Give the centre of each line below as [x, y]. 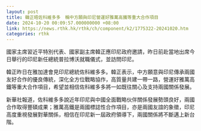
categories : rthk [28, 34]
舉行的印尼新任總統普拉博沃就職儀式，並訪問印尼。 [74, 59]
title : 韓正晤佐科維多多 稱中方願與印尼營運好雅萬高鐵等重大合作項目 [82, 17]
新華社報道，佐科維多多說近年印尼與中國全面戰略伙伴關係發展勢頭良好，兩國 [100, 100]
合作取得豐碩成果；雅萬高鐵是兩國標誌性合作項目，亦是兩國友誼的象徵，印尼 [100, 107]
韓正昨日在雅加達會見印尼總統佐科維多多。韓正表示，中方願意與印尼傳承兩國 [100, 72]
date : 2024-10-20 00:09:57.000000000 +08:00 [63, 23]
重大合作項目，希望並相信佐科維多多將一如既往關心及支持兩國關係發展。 [106, 87]
